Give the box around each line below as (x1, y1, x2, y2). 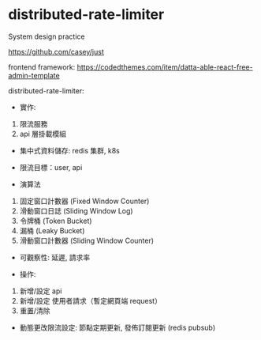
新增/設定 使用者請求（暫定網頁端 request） (19, 296, 162, 305)
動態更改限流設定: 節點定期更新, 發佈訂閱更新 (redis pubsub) (19, 323, 216, 332)
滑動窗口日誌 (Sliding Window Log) (19, 206, 133, 215)
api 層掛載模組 (19, 129, 67, 138)
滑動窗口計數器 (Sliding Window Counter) (19, 236, 155, 245)
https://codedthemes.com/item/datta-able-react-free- (76, 62, 254, 72)
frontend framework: (8, 62, 76, 72)
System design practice (8, 32, 85, 41)
